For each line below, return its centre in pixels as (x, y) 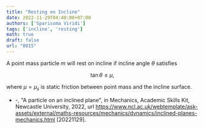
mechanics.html (35, 119)
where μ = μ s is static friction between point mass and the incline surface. (99, 87)
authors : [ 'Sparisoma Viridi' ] (46, 23)
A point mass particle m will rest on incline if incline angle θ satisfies (92, 63)
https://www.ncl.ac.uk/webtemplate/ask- (146, 106)
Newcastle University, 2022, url (55, 106)
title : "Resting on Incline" (43, 12)
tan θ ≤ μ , (102, 75)
